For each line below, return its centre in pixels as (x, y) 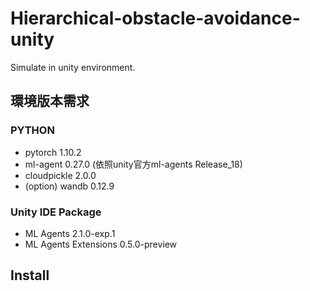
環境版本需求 (50, 101)
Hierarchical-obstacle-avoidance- (155, 18)
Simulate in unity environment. (73, 67)
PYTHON (32, 130)
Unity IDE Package (56, 212)
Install (30, 275)
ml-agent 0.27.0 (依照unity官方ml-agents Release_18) (133, 164)
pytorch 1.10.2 (53, 152)
